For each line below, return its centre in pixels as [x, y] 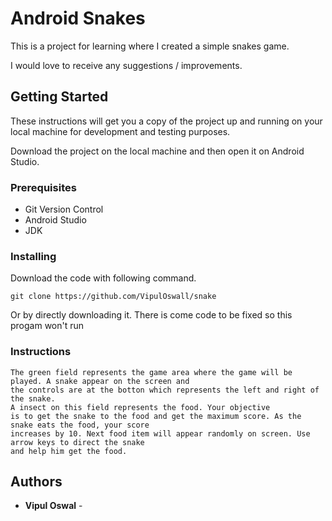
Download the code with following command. [103, 278]
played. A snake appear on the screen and [100, 381]
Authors [36, 482]
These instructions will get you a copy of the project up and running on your [166, 121]
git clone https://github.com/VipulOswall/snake [113, 297]
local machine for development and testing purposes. [120, 131]
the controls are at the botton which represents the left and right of [165, 390]
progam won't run [47, 326]
